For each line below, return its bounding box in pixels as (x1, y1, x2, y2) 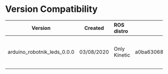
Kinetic (113, 51, 130, 58)
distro (113, 27, 128, 34)
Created (84, 24, 104, 31)
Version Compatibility (5, 3, 98, 15)
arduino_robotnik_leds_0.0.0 (7, 48, 75, 55)
